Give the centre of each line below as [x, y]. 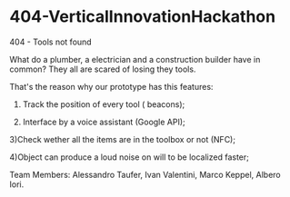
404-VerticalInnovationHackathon [142, 17]
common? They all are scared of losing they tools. [103, 69]
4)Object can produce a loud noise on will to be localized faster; [130, 157]
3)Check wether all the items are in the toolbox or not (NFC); [123, 139]
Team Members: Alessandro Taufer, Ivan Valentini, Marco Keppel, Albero [145, 174]
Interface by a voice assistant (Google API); [104, 122]
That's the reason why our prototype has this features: [111, 86]
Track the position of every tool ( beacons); [104, 104]
